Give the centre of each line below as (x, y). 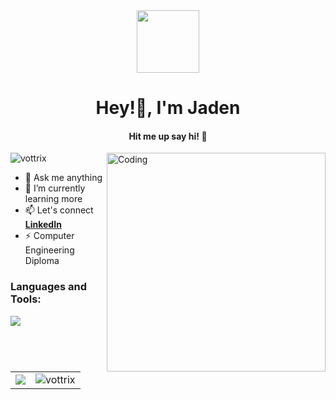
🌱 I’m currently (55, 188)
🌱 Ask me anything (63, 178)
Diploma (42, 261)
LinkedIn (43, 225)
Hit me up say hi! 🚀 (168, 136)
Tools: (26, 299)
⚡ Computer (49, 236)
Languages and (49, 287)
